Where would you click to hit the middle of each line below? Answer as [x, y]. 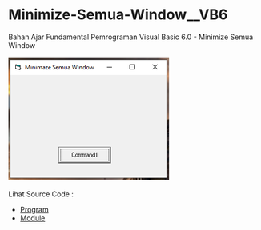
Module [32, 218]
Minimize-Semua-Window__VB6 [118, 15]
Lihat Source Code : [41, 194]
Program [34, 209]
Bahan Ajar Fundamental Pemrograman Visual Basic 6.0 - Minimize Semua [131, 37]
